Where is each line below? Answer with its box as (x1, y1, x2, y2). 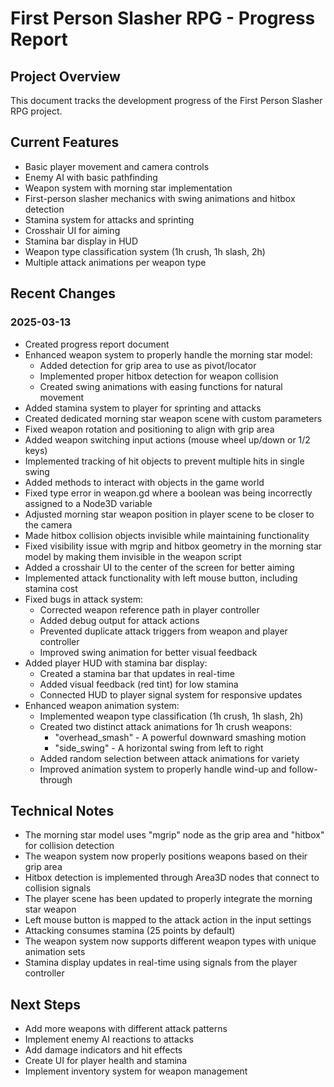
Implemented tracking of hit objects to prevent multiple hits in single (24, 455, 305, 467)
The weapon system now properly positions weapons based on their (24, 850, 308, 862)
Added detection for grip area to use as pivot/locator (39, 359, 257, 371)
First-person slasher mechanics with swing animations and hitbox (24, 192, 296, 204)
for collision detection (24, 840, 115, 852)
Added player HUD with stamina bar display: (24, 657, 208, 669)
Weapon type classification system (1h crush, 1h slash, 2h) (24, 245, 266, 257)
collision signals (24, 882, 92, 894)
